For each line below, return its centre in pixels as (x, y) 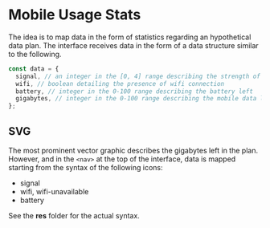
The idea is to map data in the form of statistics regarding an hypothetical (130, 37)
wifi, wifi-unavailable (54, 191)
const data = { (34, 69)
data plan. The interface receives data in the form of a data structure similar (133, 45)
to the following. (35, 54)
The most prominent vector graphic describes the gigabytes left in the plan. (133, 151)
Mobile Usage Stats (75, 15)
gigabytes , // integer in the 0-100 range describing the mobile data (136, 99)
